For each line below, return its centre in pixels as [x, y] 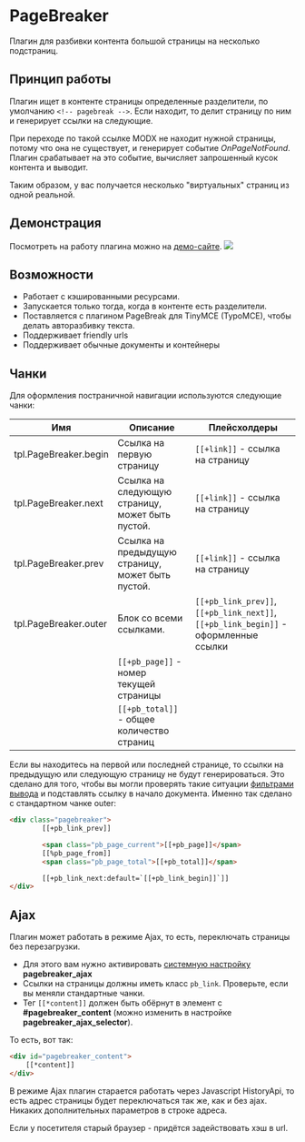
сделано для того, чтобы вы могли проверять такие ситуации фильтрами [152, 784]
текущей [137, 684]
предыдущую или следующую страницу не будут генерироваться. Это [147, 774]
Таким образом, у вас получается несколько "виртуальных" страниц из [149, 185]
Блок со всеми [150, 618]
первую [135, 454]
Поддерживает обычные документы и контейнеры [121, 345]
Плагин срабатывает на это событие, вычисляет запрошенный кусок [144, 157]
